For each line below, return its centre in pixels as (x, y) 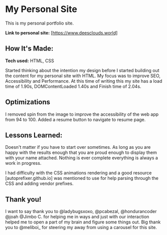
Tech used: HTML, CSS (30, 61)
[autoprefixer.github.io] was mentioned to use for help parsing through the (82, 178)
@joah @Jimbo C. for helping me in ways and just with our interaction (77, 217)
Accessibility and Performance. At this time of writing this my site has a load (84, 81)
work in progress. (23, 163)
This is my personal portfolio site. (40, 23)
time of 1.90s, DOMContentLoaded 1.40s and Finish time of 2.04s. (73, 86)
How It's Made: (29, 49)
